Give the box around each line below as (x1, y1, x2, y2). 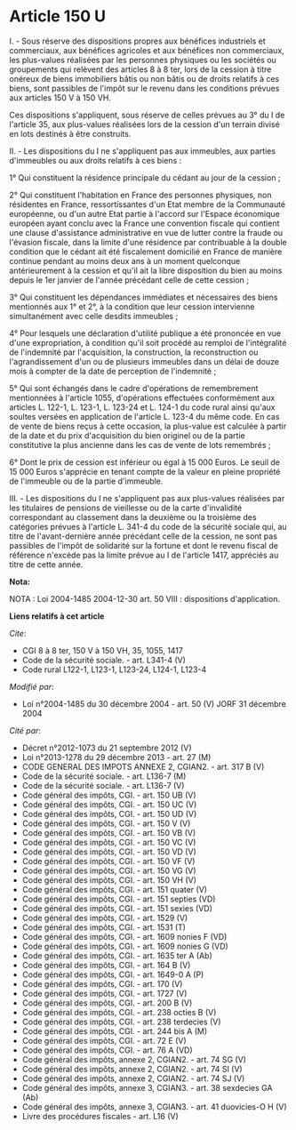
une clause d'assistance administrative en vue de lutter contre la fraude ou (9, 227, 284, 237)
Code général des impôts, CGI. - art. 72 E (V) (21, 1035, 187, 1046)
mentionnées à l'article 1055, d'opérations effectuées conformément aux (9, 392, 276, 403)
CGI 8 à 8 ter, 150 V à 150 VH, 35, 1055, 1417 (21, 645, 184, 655)
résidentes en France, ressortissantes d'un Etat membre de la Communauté (9, 198, 286, 210)
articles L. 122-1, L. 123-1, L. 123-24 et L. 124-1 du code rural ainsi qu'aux (9, 402, 276, 413)
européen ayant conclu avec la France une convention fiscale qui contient (9, 218, 280, 228)
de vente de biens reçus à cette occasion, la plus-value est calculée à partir (9, 421, 287, 431)
